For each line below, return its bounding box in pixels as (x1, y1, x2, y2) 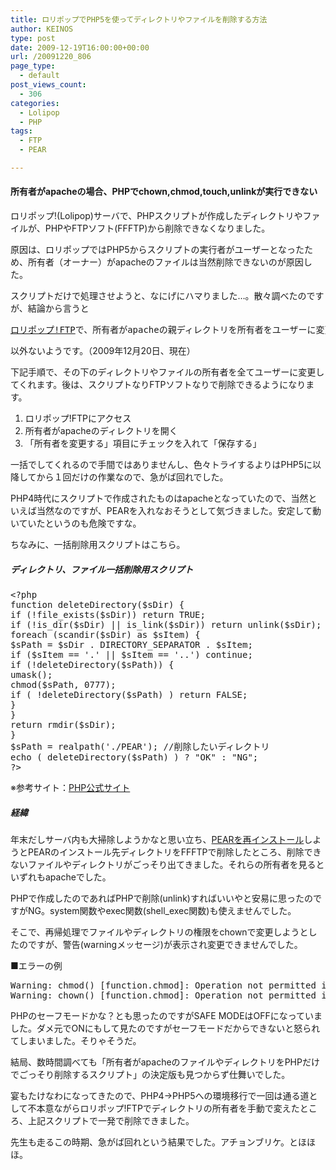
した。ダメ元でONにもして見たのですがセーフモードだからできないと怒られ (10, 1022, 321, 1035)
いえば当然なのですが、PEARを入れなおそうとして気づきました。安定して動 (10, 505, 322, 517)
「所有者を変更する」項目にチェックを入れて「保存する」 (24, 437, 262, 450)
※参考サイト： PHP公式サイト (10, 782, 131, 794)
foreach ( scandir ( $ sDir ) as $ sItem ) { (10, 629, 201, 641)
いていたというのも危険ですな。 (10, 517, 142, 530)
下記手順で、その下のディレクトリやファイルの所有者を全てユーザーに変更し (10, 366, 325, 378)
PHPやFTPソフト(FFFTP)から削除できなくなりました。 (44, 222, 271, 235)
